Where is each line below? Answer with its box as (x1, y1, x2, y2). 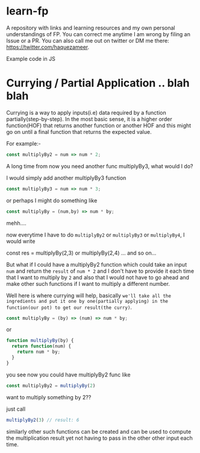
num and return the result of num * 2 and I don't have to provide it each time (6, 267, 195, 274)
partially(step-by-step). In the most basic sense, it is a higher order (6, 115, 173, 122)
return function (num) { (11, 343, 71, 349)
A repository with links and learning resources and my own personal (6, 24, 175, 31)
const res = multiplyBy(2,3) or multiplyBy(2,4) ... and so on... (6, 249, 157, 256)
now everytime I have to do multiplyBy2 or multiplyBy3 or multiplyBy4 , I (6, 231, 185, 238)
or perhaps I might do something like (6, 197, 98, 204)
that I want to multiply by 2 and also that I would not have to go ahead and (6, 273, 190, 281)
